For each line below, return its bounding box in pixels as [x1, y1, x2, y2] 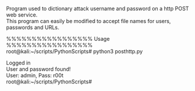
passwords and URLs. [6, 24, 60, 31]
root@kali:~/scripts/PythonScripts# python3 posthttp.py [6, 48, 143, 55]
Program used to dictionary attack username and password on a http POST [6, 5, 189, 12]
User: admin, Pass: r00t [6, 72, 64, 79]
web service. [6, 11, 38, 18]
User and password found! [6, 66, 71, 73]
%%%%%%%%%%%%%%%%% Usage [6, 35, 110, 42]
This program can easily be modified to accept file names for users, [6, 18, 171, 24]
